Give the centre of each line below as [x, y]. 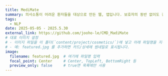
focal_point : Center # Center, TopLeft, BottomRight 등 [73, 61]
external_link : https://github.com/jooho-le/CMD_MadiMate [67, 33]
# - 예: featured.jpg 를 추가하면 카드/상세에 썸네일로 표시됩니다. [67, 47]
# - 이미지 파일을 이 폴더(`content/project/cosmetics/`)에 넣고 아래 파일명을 [81, 42]
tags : [11, 19]
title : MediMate [22, 10]
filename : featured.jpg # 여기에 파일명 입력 [55, 56]
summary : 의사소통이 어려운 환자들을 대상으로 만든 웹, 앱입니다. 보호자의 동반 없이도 [82, 14]
